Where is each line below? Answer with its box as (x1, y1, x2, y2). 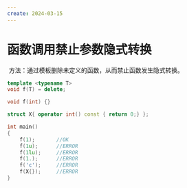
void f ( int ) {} (7, 98, 51, 105)
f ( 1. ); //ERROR (19, 156, 78, 163)
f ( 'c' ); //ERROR (19, 162, 78, 169)
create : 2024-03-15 (7, 10, 63, 17)
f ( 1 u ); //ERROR (19, 143, 78, 149)
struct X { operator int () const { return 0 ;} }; (7, 111, 149, 118)
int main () (7, 123, 38, 131)
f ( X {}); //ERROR (19, 168, 78, 176)
